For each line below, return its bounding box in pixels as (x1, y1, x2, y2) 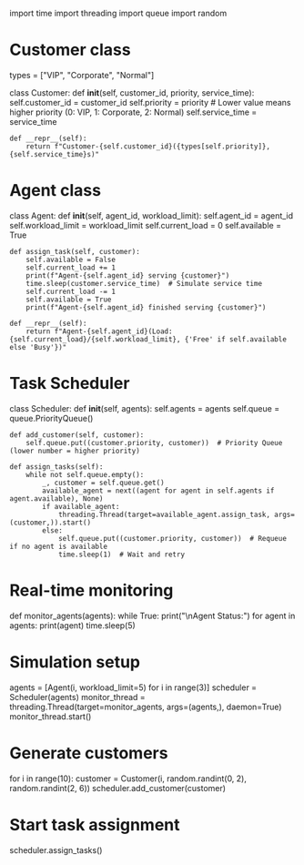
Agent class (9, 180, 102, 201)
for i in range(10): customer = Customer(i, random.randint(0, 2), (9, 773, 248, 784)
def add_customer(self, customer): (9, 430, 145, 440)
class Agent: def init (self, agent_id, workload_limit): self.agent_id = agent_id (9, 209, 294, 221)
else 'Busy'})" (9, 342, 67, 351)
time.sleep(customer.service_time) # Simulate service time (25, 279, 262, 288)
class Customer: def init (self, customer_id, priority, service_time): (9, 86, 255, 98)
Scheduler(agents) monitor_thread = (9, 691, 146, 702)
